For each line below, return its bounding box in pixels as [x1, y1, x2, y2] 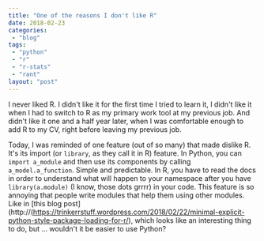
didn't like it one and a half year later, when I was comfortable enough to [8, 116, 243, 126]
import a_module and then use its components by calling [8, 156, 191, 166]
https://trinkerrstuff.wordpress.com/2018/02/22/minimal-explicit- [32, 207, 245, 217]
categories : [8, 26, 47, 34]
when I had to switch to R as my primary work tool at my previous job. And [8, 107, 251, 117]
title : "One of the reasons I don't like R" [8, 11, 157, 20]
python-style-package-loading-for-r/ [8, 215, 129, 225]
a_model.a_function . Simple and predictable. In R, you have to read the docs [8, 165, 257, 175]
